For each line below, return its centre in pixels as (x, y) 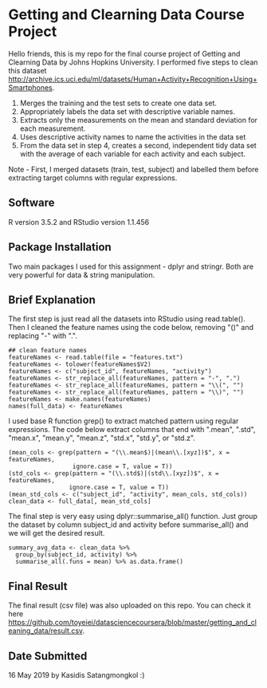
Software (31, 203)
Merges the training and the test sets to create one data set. (118, 103)
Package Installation (60, 248)
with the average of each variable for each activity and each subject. (132, 154)
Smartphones (31, 87)
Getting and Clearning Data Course (126, 15)
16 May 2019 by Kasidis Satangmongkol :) (77, 675)
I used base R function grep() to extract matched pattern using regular (124, 421)
